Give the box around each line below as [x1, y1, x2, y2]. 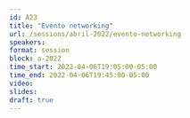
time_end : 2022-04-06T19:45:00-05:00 [9, 71, 150, 80]
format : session [9, 46, 70, 55]
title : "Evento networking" [9, 21, 114, 30]
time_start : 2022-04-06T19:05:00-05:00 [9, 63, 158, 72]
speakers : [9, 37, 46, 47]
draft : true [9, 95, 54, 105]
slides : [9, 87, 38, 96]
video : [9, 79, 34, 88]
